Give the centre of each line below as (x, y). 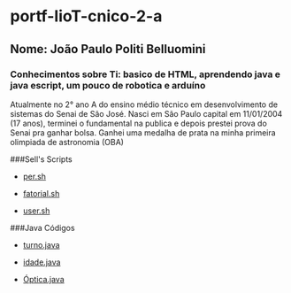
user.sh (36, 211)
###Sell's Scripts (42, 159)
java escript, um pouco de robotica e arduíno (108, 85)
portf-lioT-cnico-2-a (86, 16)
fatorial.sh (41, 193)
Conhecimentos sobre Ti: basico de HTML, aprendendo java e (145, 74)
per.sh (34, 176)
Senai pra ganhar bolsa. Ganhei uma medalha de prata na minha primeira (143, 132)
